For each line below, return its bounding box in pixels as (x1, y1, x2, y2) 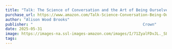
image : (5, 31, 19, 36)
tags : (5, 36, 17, 41)
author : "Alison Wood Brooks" (5, 17, 70, 22)
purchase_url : (5, 12, 36, 17)
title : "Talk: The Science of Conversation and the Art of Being (5, 7, 147, 13)
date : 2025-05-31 (5, 27, 42, 32)
